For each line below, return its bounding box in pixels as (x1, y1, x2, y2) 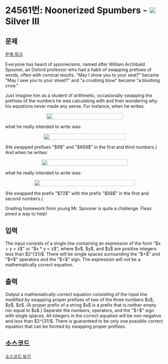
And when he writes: (5, 150, 48, 155)
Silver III (5, 16, 40, 27)
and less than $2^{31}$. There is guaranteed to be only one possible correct (5, 318, 163, 324)
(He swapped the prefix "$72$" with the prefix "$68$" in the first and (5, 190, 149, 196)
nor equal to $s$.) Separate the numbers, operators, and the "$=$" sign (5, 307, 154, 313)
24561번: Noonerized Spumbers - (5, 5, 147, 16)
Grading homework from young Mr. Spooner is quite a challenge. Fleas (5, 205, 152, 211)
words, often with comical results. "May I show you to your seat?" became (5, 72, 159, 78)
